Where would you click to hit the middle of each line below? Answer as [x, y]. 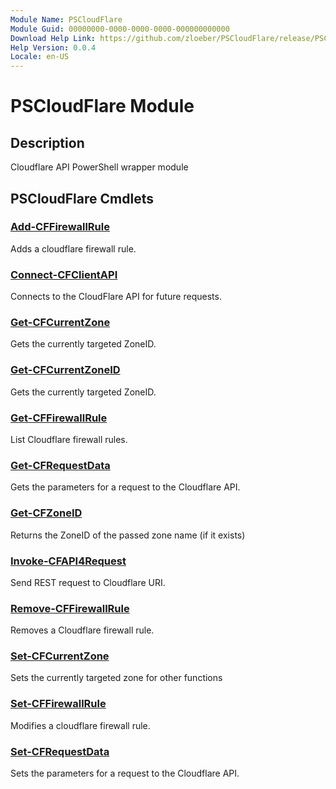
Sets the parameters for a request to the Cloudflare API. [125, 773]
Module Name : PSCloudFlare [66, 19]
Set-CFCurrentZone [60, 656]
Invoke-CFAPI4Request [68, 561]
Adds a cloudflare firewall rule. [73, 248]
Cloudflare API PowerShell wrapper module [99, 167]
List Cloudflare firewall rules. [69, 439]
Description [47, 142]
